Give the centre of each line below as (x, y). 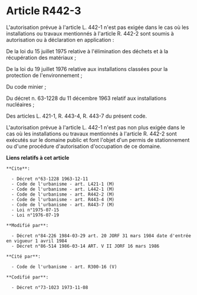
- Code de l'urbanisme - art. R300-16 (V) (64, 267)
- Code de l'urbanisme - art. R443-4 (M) (63, 199)
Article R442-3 (44, 11)
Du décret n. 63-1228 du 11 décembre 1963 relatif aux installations (86, 98)
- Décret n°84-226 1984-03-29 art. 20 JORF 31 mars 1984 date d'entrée (101, 236)
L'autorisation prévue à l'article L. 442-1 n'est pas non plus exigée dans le (96, 127)
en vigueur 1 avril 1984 (37, 241)
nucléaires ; (20, 104)
